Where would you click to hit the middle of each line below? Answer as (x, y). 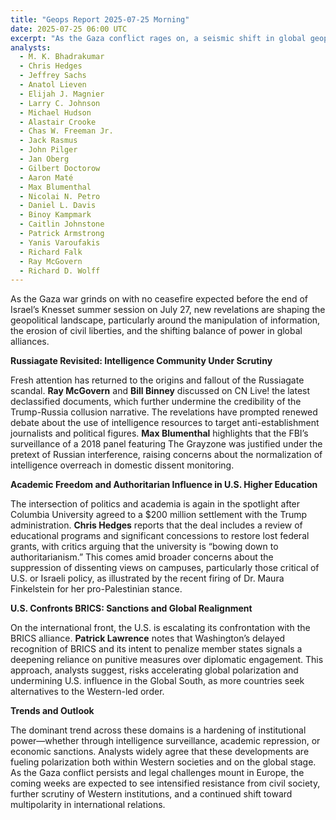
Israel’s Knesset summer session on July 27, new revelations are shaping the (168, 310)
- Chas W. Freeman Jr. (66, 131)
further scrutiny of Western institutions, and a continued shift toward (151, 794)
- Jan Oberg (44, 159)
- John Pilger (48, 150)
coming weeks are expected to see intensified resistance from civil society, (165, 783)
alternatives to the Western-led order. (87, 692)
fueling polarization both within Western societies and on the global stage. (163, 762)
